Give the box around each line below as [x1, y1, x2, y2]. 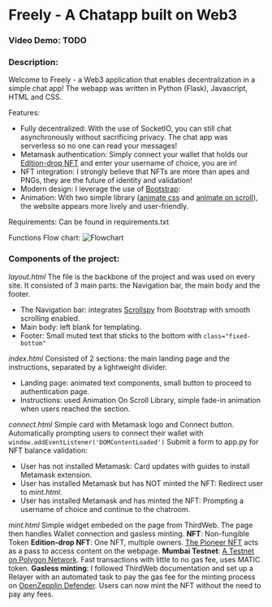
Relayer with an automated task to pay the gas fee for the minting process [8, 571, 256, 582]
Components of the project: [8, 254, 120, 265]
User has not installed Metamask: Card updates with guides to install [19, 461, 250, 470]
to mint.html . [19, 487, 63, 496]
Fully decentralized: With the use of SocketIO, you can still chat [19, 124, 232, 133]
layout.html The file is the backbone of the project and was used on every [8, 271, 256, 281]
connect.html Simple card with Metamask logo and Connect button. [8, 419, 235, 429]
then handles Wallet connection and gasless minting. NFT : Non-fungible [8, 528, 250, 538]
